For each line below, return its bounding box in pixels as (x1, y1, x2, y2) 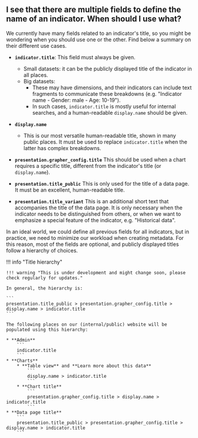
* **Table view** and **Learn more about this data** (16, 363, 151, 369)
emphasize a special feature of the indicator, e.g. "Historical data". (14, 216, 176, 223)
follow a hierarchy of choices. (6, 246, 78, 254)
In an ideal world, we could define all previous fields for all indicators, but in (6, 228, 190, 235)
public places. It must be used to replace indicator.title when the (23, 138, 187, 145)
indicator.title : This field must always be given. (14, 53, 136, 61)
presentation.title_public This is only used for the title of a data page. (14, 180, 190, 187)
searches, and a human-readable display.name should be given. (32, 109, 188, 116)
